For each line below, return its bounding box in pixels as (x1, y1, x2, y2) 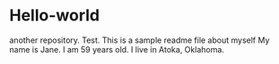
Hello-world (9, 5, 100, 26)
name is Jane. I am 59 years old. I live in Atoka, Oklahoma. (9, 44, 224, 54)
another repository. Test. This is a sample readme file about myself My (9, 35, 270, 45)
